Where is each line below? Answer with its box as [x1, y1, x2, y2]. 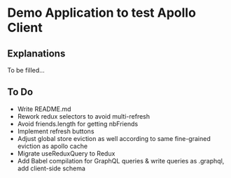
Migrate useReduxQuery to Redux [17, 149, 115, 158]
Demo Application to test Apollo [7, 5, 196, 21]
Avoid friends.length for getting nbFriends [17, 119, 139, 128]
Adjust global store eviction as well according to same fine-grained [17, 134, 211, 142]
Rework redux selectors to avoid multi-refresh [17, 112, 150, 120]
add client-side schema [17, 164, 86, 172]
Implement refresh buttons [17, 127, 94, 135]
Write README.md [17, 105, 71, 113]
